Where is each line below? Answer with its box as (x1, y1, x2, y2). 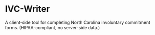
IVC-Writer (5, 3, 50, 15)
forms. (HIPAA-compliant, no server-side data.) (5, 24, 100, 30)
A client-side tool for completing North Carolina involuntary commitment (5, 19, 151, 25)
